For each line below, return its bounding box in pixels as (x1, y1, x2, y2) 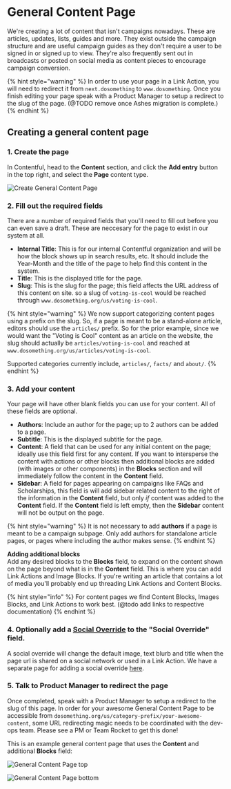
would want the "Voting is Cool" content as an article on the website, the (7, 331, 214, 339)
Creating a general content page (7, 126, 150, 138)
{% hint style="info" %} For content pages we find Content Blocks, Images (7, 593, 219, 601)
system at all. (7, 231, 45, 239)
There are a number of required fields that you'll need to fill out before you (7, 216, 219, 225)
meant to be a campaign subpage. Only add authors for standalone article (7, 529, 217, 538)
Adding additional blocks (7, 550, 81, 558)
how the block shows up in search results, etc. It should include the (17, 251, 209, 260)
